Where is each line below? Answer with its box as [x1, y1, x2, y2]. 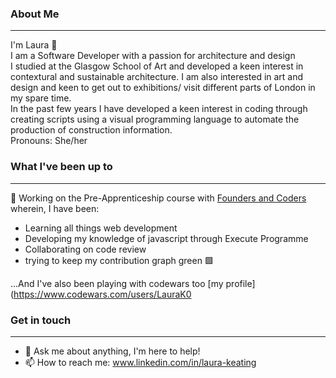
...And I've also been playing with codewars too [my [10, 277, 224, 289]
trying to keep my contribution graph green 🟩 [24, 254, 214, 266]
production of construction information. [10, 124, 173, 136]
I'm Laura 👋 [10, 39, 58, 51]
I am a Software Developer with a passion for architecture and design [10, 50, 296, 62]
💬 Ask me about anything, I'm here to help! [24, 345, 201, 357]
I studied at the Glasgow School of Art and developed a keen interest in [10, 60, 304, 72]
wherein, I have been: [10, 202, 100, 214]
